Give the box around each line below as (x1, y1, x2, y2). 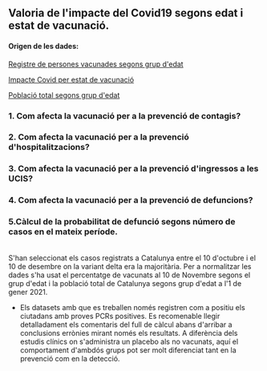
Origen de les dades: (8, 41, 79, 50)
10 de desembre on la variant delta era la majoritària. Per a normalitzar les (8, 261, 252, 271)
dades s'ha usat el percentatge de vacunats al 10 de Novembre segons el (8, 270, 251, 280)
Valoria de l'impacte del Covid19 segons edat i (8, 6, 244, 20)
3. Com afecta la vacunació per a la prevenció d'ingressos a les (8, 163, 259, 175)
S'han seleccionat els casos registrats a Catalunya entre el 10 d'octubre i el (8, 252, 257, 263)
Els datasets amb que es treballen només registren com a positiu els (19, 302, 246, 312)
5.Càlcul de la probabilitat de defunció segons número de (8, 216, 236, 228)
